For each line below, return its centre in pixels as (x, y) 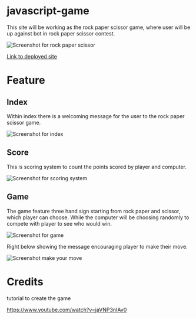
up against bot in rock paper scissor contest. (61, 33)
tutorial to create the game (39, 298)
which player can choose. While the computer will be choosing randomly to (98, 217)
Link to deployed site (32, 56)
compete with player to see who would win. (59, 223)
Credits (25, 281)
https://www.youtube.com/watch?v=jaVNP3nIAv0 (67, 310)
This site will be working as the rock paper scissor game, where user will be (99, 27)
